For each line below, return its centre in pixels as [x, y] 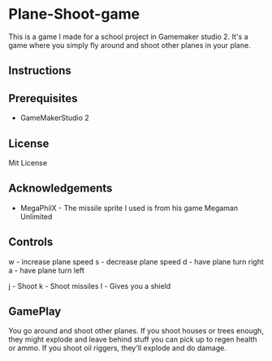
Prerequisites [43, 98]
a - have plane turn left [47, 270]
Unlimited [36, 217]
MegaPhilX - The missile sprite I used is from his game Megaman [129, 208]
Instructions [40, 71]
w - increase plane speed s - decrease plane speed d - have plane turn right [136, 261]
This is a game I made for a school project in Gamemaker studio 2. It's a [129, 37]
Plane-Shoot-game [74, 14]
